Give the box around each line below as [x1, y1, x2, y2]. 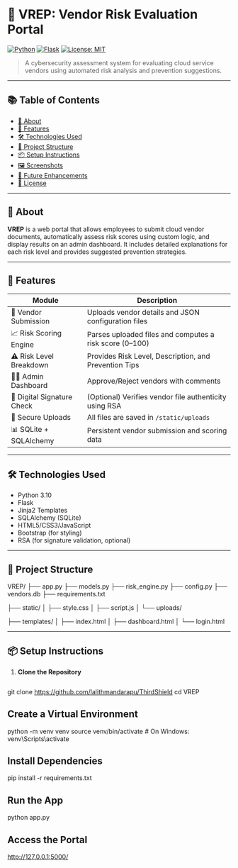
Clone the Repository [17, 667, 81, 676]
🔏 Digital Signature [11, 392, 73, 402]
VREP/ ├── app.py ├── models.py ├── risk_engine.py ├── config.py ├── [7, 582, 228, 591]
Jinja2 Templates [17, 506, 68, 515]
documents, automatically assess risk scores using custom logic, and [7, 232, 210, 240]
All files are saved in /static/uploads [87, 413, 210, 423]
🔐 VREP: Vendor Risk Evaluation [7, 6, 198, 23]
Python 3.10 [17, 491, 52, 499]
